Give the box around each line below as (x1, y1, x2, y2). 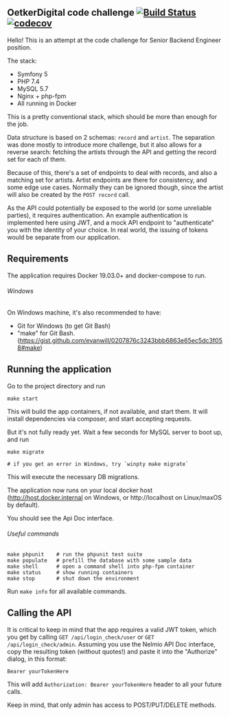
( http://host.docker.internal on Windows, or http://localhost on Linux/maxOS (7, 493, 222, 501)
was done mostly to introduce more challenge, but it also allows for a (7, 140, 203, 149)
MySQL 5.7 (16, 84, 49, 93)
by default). (7, 501, 40, 509)
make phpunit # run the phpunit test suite (7, 551, 143, 558)
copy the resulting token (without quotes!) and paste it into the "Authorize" (7, 647, 218, 655)
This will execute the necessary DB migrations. (7, 472, 139, 481)
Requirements (7, 253, 69, 265)
